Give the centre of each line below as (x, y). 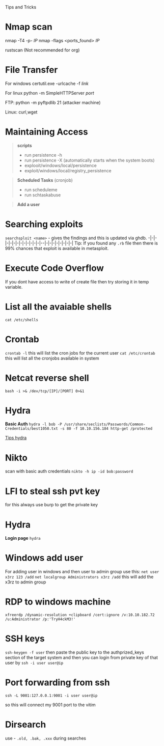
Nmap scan (29, 27)
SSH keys (25, 639)
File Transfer (31, 70)
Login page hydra (23, 538)
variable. (14, 287)
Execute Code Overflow (55, 268)
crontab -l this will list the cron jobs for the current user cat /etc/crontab (80, 353)
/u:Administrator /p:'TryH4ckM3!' (41, 619)
